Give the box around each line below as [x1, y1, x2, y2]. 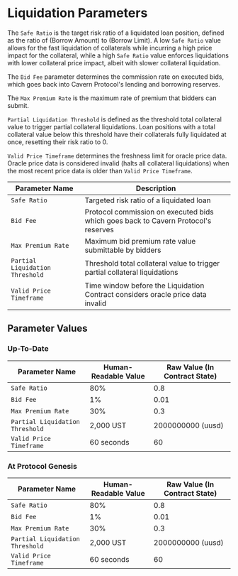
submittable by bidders [84, 245, 161, 255]
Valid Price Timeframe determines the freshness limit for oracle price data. [7, 151, 227, 160]
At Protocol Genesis [7, 461, 78, 471]
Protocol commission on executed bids [84, 207, 214, 217]
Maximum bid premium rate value [84, 236, 196, 246]
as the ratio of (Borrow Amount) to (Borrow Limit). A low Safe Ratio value [7, 36, 221, 44]
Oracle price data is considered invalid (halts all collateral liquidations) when [7, 158, 229, 168]
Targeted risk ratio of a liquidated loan [84, 195, 211, 205]
